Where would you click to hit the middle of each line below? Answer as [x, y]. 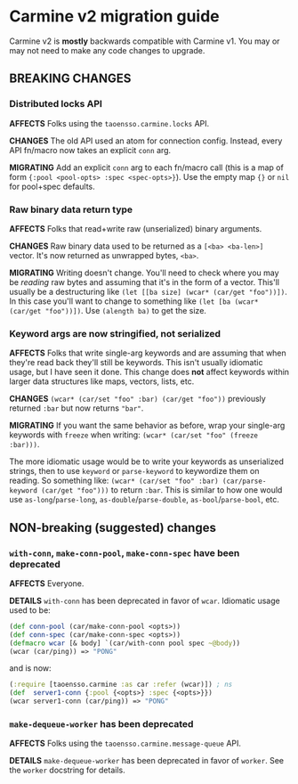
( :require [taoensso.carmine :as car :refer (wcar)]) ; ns [121, 685]
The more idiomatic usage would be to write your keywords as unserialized [147, 461]
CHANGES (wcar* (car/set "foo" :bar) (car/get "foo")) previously [138, 399]
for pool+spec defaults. [52, 186]
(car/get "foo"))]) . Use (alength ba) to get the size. [108, 310]
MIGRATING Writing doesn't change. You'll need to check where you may [144, 273]
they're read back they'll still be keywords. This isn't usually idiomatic [136, 363]
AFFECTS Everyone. [47, 583]
